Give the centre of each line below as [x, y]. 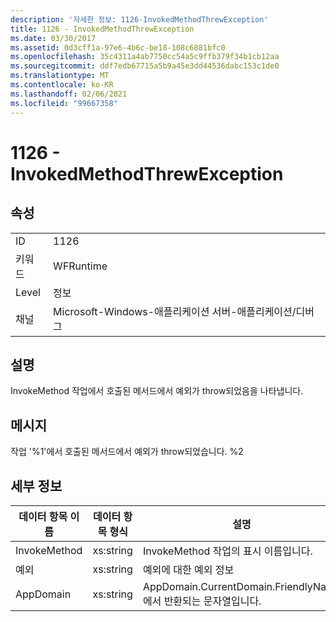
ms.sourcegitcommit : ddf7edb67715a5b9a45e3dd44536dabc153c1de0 [145, 66]
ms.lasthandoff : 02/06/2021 [69, 94]
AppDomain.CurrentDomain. [209, 586]
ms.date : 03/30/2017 [53, 38]
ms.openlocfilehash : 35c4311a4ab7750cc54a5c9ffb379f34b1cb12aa [145, 57]
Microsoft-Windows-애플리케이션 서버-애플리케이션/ [175, 311]
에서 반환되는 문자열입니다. [202, 601]
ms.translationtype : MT [60, 76]
